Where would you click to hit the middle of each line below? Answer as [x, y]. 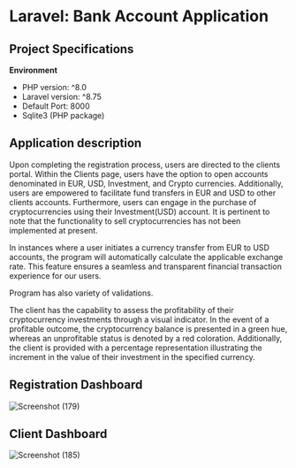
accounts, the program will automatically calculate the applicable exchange [146, 257]
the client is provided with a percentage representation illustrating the [136, 348]
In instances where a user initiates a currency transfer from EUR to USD [139, 247]
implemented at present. [54, 230]
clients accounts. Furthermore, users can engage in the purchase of [133, 202]
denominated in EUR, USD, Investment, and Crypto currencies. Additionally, [146, 183]
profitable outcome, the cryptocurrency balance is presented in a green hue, [148, 328]
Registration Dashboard [76, 385]
